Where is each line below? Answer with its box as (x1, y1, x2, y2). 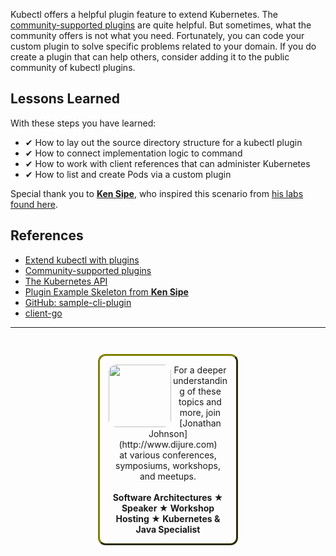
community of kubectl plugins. (10, 62, 136, 73)
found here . (10, 198, 58, 210)
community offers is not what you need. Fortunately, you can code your (10, 30, 305, 41)
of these (186, 385, 222, 397)
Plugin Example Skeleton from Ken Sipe (24, 285, 189, 298)
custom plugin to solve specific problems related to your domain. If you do (10, 40, 317, 52)
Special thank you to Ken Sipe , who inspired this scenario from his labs (10, 187, 304, 199)
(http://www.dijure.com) (118, 438, 218, 450)
